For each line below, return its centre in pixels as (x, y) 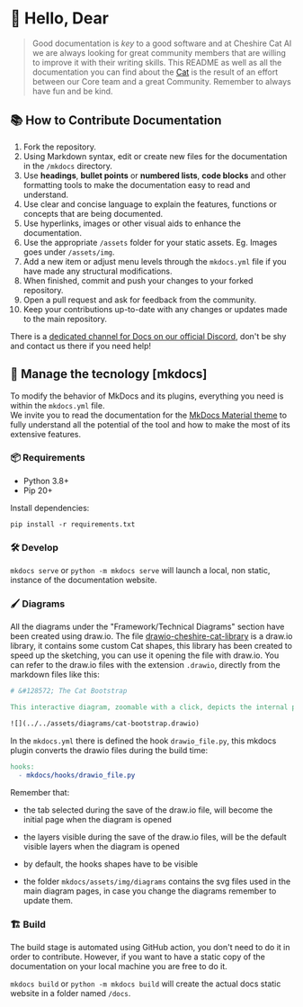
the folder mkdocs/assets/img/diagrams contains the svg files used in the (157, 881)
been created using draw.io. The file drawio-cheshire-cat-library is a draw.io (151, 636)
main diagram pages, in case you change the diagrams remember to (150, 891)
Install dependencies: (50, 508)
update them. (48, 900)
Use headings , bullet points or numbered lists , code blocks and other (155, 175)
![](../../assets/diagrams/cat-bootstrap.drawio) (105, 724)
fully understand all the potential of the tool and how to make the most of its (151, 424)
